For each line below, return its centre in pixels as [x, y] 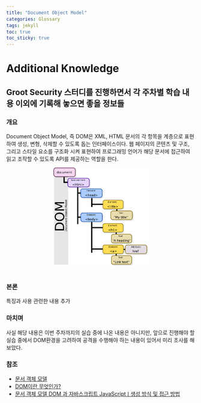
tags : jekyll [22, 25]
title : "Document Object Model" [46, 13]
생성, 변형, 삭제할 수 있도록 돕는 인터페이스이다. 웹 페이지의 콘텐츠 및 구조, [103, 144]
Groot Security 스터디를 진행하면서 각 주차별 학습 [93, 92]
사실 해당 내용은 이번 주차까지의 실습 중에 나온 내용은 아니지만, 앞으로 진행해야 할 [100, 332]
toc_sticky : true [28, 38]
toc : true [19, 32]
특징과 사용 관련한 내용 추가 [38, 301]
